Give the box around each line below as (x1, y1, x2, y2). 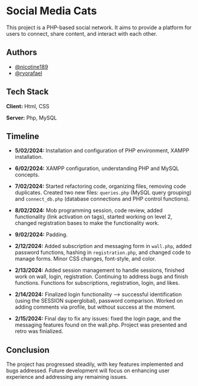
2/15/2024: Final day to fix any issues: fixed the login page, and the (14, 315, 181, 322)
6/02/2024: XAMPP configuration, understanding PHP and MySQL (14, 165, 180, 172)
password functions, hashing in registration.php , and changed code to (14, 249, 191, 256)
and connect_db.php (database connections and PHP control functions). (14, 195, 190, 203)
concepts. (14, 171, 40, 178)
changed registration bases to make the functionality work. (14, 219, 159, 227)
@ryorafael (14, 70, 43, 77)
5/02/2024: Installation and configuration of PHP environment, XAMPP (14, 147, 190, 154)
